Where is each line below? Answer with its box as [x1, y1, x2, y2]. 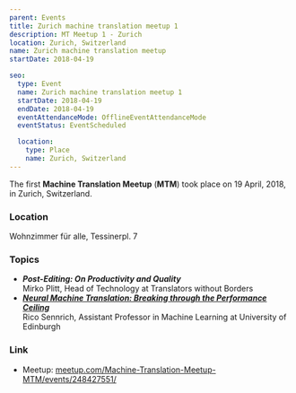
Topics [9, 253, 40, 266]
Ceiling [22, 302, 50, 313]
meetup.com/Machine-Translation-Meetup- [55, 364, 217, 375]
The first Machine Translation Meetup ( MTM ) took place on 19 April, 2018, [9, 179, 287, 189]
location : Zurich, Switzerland [9, 38, 126, 48]
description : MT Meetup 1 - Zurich [9, 30, 143, 39]
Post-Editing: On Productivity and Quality [22, 274, 181, 284]
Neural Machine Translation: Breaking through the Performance [22, 293, 267, 303]
